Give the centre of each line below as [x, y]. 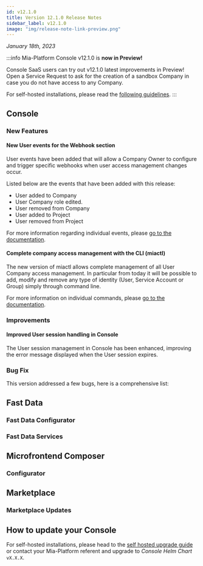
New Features [27, 131]
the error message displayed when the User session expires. [82, 355]
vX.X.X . [15, 557]
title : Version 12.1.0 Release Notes [54, 18]
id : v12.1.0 [21, 12]
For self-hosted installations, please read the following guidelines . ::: [92, 94]
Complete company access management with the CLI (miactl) [86, 254]
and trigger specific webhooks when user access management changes [97, 165]
